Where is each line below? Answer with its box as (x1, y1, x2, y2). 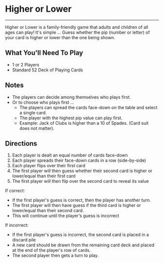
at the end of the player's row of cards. (12, 247, 91, 253)
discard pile (12, 237, 36, 243)
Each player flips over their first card (12, 163, 85, 169)
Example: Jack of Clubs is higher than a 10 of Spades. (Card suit (19, 120, 149, 126)
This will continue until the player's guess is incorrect (12, 213, 120, 219)
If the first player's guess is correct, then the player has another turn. (12, 197, 151, 203)
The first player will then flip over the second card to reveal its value (12, 178, 149, 184)
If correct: (5, 188, 25, 194)
